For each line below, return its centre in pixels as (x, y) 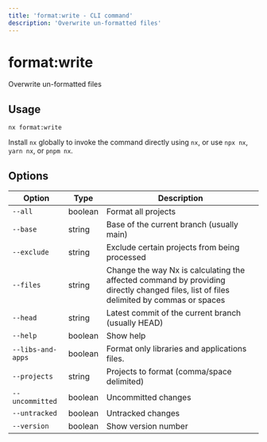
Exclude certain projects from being (173, 247)
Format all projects (141, 211)
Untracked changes (143, 413)
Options (29, 176)
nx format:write (35, 128)
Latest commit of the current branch (174, 313)
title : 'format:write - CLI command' (71, 16)
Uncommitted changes (149, 397)
